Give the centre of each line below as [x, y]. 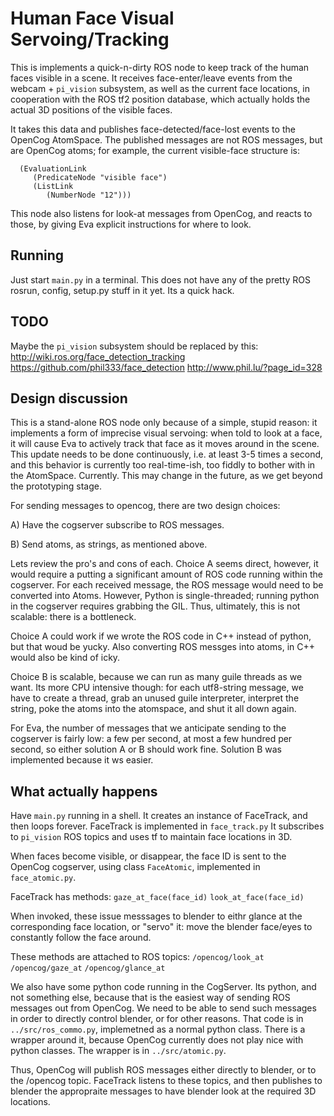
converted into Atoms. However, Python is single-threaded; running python [165, 596]
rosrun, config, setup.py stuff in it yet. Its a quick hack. [122, 290]
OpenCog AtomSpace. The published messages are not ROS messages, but [166, 139]
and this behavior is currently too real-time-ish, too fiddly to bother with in [163, 465]
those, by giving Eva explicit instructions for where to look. [131, 224]
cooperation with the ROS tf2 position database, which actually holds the [160, 99]
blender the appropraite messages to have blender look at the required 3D [163, 1091]
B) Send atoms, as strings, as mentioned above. [109, 544]
